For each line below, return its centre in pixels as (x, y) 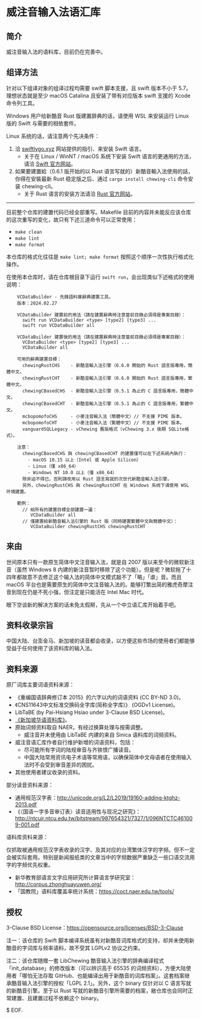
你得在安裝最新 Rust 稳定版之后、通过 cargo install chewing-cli (95, 179)
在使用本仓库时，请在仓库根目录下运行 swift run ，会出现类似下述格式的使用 (100, 277)
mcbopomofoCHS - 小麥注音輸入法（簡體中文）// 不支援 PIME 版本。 (103, 416)
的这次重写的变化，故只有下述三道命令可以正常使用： (72, 219)
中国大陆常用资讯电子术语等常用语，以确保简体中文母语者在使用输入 (108, 757)
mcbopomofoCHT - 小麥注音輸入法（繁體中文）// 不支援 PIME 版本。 (103, 423)
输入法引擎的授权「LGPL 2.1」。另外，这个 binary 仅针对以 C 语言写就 (106, 983)
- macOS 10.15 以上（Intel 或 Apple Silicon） (85, 460)
